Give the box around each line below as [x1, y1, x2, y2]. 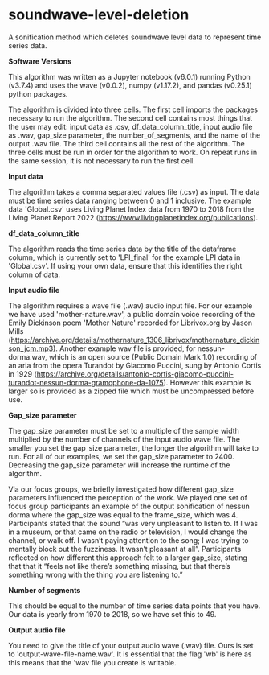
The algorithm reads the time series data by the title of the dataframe [8, 244, 237, 253]
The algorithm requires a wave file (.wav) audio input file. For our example [8, 300, 253, 311]
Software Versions [8, 56, 72, 66]
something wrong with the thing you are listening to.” [8, 570, 183, 579]
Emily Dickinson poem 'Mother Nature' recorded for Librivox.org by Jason [8, 318, 253, 327]
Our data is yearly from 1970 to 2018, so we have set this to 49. [8, 609, 217, 619]
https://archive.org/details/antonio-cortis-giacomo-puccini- [36, 368, 234, 379]
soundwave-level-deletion [8, 6, 190, 24]
